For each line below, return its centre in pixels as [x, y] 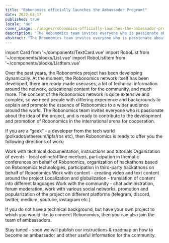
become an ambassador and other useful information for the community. [80, 235]
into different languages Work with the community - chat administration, [80, 183]
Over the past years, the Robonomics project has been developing [74, 73]
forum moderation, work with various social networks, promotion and [77, 189]
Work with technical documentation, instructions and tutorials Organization [83, 151]
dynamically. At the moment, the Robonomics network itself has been [77, 78]
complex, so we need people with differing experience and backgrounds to [83, 99]
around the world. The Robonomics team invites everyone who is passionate [84, 110]
